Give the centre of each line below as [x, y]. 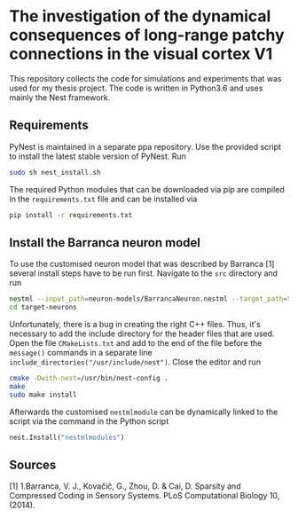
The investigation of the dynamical [140, 16]
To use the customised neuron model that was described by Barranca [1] [142, 264]
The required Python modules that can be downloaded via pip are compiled [147, 189]
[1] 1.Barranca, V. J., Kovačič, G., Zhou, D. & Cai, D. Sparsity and [125, 486]
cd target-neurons [43, 308]
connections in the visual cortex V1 [141, 54]
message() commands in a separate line [81, 353]
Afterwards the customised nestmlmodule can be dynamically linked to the [144, 412]
